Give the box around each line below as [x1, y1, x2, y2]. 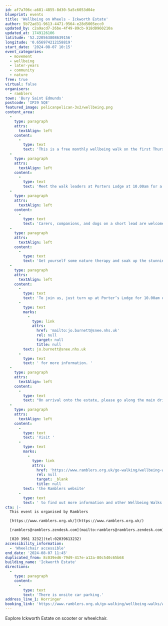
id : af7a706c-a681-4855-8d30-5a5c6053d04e [5, 7, 95, 12]
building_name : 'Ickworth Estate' [5, 559, 77, 565]
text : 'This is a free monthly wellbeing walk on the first [23, 147, 151, 152]
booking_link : [5, 601, 35, 606]
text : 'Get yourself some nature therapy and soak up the [23, 258, 146, 263]
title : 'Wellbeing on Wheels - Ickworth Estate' [5, 16, 108, 21]
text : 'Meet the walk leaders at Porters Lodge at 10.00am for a [23, 184, 162, 189]
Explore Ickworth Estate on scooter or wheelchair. [5, 615, 108, 621]
